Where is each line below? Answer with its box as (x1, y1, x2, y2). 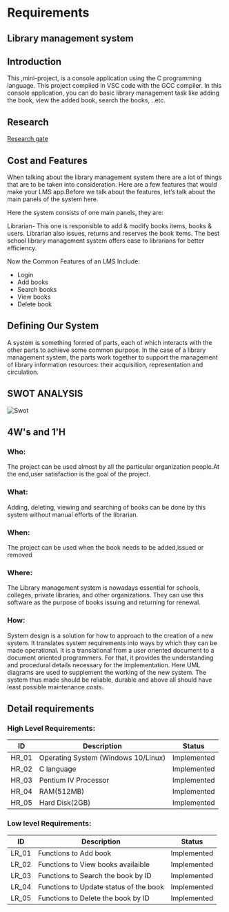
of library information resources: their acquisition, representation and (7, 360, 203, 369)
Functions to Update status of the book (37, 882, 164, 891)
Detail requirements (7, 702, 94, 714)
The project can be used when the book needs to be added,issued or (7, 543, 204, 551)
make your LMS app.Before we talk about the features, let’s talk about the (7, 188, 216, 196)
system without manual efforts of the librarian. (7, 510, 139, 519)
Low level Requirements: (7, 819, 92, 828)
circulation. (7, 368, 39, 376)
